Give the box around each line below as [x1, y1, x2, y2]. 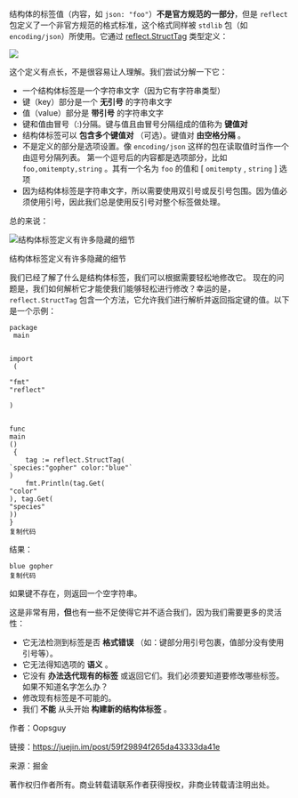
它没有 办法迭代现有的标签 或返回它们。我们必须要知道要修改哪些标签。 [21, 671, 285, 681]
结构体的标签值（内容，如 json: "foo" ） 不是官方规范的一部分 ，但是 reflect [9, 9, 288, 19]
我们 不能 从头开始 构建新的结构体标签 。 [21, 704, 172, 714]
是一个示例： [9, 306, 56, 316]
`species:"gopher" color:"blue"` [9, 463, 133, 472]
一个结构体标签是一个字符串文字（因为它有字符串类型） [21, 85, 225, 96]
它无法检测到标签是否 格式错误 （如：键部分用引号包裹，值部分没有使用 [21, 637, 285, 648]
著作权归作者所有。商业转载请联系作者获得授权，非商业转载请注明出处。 [9, 779, 274, 790]
